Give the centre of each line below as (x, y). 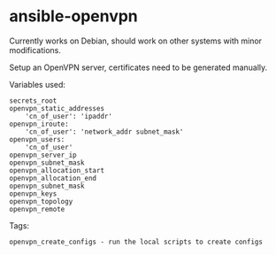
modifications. (35, 50)
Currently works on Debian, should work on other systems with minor (136, 41)
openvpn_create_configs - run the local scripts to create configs (136, 242)
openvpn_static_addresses (57, 108)
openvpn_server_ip (43, 155)
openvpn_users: (37, 139)
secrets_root (33, 100)
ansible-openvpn (74, 16)
